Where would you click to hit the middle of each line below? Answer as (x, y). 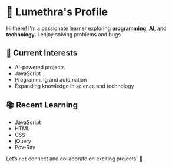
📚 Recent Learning (42, 105)
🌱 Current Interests (42, 53)
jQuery (23, 141)
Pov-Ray (25, 147)
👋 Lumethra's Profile (57, 12)
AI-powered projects (39, 67)
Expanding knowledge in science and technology (74, 86)
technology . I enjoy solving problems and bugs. (64, 34)
